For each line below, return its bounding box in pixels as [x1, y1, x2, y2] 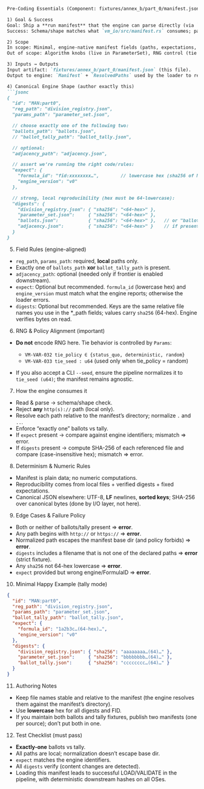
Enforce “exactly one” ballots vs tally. [15, 425, 108, 432]
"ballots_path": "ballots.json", [12, 128, 97, 134]
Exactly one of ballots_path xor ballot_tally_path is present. [15, 264, 171, 271]
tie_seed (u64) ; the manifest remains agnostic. [15, 375, 134, 383]
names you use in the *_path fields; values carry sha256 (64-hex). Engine [15, 309, 197, 316]
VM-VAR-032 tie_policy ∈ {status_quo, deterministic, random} [24, 352, 185, 358]
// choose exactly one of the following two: [12, 123, 130, 129]
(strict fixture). [15, 556, 52, 563]
